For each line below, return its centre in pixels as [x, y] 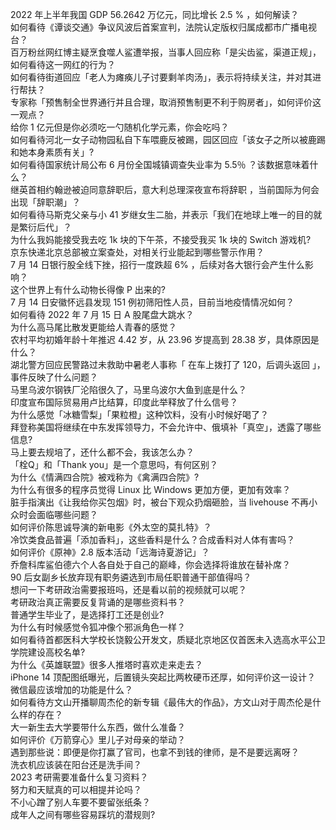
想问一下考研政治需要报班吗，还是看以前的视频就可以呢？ [128, 589]
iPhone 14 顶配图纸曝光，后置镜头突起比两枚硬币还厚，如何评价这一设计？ [163, 677]
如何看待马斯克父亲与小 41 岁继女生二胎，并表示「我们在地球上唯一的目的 [162, 214]
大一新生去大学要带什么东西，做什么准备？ [98, 727]
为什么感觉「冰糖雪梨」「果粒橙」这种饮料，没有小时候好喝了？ [139, 414]
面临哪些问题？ [67, 514]
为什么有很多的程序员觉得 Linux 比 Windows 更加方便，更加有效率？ [151, 489]
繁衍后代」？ [45, 227]
